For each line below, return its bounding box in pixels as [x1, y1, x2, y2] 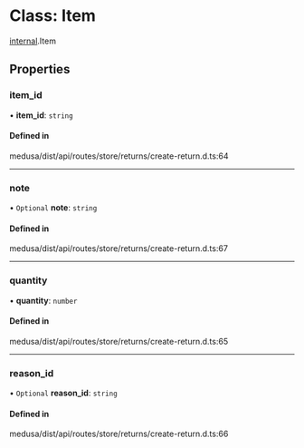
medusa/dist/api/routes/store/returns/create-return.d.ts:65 [9, 336, 229, 346]
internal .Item [9, 35, 57, 46]
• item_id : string [9, 110, 74, 121]
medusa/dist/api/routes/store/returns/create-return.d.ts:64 [9, 151, 229, 161]
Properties [9, 62, 71, 77]
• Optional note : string [9, 202, 98, 213]
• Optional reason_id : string [9, 387, 118, 399]
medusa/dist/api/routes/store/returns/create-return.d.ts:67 [9, 243, 229, 254]
